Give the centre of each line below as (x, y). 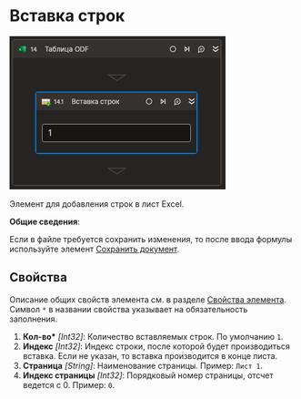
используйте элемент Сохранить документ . (95, 249)
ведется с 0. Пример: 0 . (69, 384)
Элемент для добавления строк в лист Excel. (97, 204)
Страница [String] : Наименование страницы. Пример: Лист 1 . (143, 365)
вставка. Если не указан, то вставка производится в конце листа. (150, 355)
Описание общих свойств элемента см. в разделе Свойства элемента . (148, 299)
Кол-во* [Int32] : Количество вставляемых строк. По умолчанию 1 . (153, 336)
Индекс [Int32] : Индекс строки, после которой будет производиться (156, 346)
